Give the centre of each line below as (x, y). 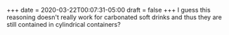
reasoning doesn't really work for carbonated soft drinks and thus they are (114, 17)
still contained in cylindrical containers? (64, 24)
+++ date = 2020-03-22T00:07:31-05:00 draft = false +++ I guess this (109, 10)
